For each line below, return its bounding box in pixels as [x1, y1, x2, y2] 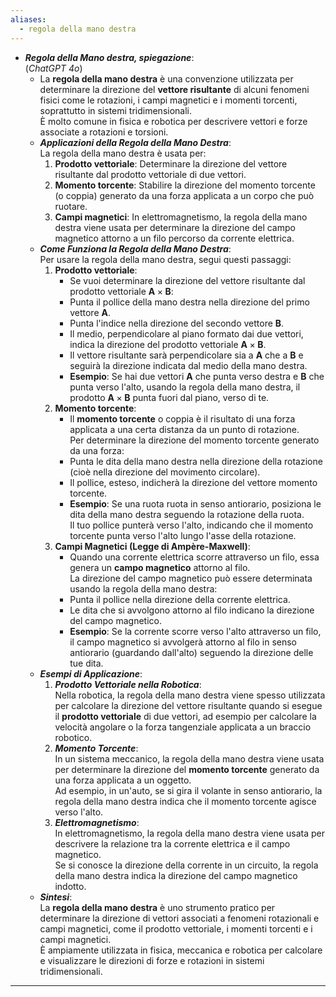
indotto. [54, 880, 87, 892]
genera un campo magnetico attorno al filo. [69, 561, 251, 573]
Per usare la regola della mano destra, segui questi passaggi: [39, 253, 292, 265]
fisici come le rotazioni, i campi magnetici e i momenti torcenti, [39, 94, 298, 106]
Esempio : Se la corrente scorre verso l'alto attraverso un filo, [69, 625, 322, 637]
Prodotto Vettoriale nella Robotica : [54, 678, 202, 690]
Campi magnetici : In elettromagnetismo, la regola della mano [54, 211, 308, 223]
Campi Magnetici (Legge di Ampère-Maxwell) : [54, 540, 251, 552]
